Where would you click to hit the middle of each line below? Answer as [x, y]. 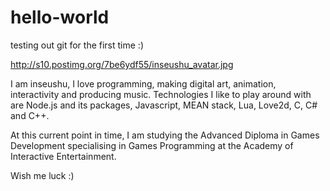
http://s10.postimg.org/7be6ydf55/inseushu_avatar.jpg [122, 64]
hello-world [60, 17]
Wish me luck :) [42, 175]
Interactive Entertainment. [63, 156]
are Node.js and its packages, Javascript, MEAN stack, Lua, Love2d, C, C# [164, 105]
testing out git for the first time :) [77, 45]
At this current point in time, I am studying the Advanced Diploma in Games [165, 135]
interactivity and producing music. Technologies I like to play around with [161, 94]
